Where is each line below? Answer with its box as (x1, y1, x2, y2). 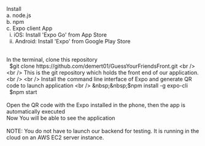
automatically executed (6, 108, 66, 115)
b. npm (6, 18, 25, 25)
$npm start (9, 89, 37, 95)
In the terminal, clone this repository (6, 56, 98, 63)
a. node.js (6, 12, 32, 19)
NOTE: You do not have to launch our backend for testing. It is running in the (6, 128, 199, 134)
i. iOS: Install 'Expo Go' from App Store (9, 31, 107, 38)
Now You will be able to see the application (6, 114, 115, 122)
